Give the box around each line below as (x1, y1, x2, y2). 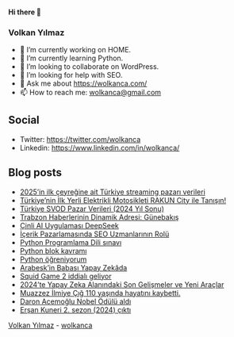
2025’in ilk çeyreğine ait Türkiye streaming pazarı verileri (19, 187, 206, 197)
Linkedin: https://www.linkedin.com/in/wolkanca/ (19, 143, 180, 152)
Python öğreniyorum (19, 255, 87, 264)
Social (8, 113, 40, 127)
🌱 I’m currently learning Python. (19, 53, 124, 63)
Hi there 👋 (8, 7, 41, 17)
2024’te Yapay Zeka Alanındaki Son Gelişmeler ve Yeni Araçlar (19, 279, 224, 289)
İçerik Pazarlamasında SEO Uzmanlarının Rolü (19, 229, 170, 239)
